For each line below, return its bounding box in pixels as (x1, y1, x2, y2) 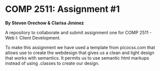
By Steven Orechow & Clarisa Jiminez (5, 20, 84, 26)
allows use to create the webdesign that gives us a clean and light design (5, 50, 155, 56)
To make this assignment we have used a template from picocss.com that (5, 44, 155, 50)
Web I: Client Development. (5, 35, 61, 41)
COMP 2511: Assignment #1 (5, 3, 120, 15)
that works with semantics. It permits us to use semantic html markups (5, 55, 150, 61)
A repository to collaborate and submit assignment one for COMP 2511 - (5, 29, 152, 35)
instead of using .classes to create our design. (5, 60, 100, 66)
